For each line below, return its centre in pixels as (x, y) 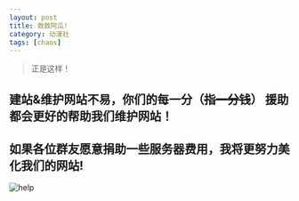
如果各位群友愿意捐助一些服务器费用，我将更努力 (144, 149)
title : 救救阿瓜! (39, 26)
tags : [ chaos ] (36, 42)
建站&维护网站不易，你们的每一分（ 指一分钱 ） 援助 (149, 99)
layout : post (33, 17)
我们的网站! (53, 166)
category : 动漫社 (39, 34)
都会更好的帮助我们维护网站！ (91, 116)
